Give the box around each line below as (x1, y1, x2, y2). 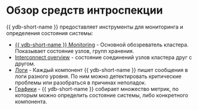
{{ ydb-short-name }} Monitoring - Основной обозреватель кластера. (14, 41, 189, 48)
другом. (14, 60, 36, 67)
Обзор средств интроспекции (6, 4, 164, 17)
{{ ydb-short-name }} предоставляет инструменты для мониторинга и (6, 23, 183, 30)
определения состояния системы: (6, 29, 93, 36)
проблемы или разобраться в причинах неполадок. (14, 78, 147, 86)
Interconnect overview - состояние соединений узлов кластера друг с (14, 54, 192, 61)
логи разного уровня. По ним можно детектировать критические (14, 73, 182, 80)
